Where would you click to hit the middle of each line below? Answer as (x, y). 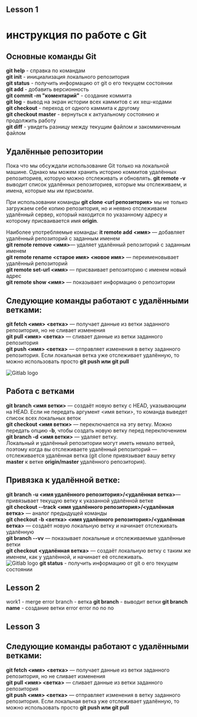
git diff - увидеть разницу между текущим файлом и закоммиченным (93, 127)
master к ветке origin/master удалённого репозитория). (76, 461)
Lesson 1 (22, 10)
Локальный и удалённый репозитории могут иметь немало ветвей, (91, 443)
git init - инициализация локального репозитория (68, 77)
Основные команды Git (51, 56)
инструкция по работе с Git (76, 35)
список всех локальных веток (43, 418)
